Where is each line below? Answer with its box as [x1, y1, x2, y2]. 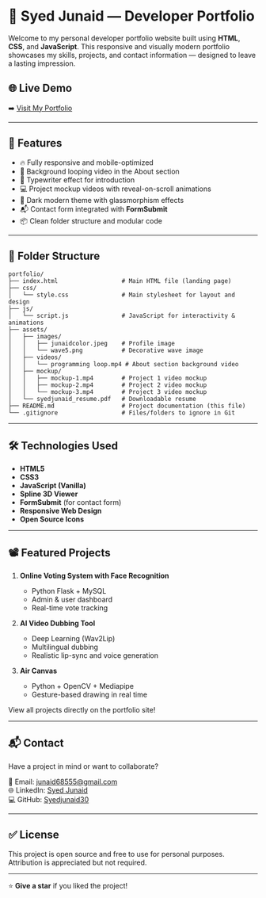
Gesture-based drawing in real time [31, 690, 148, 699]
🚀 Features [8, 136, 63, 150]
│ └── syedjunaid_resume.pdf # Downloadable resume [8, 396, 196, 403]
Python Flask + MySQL [31, 587, 107, 595]
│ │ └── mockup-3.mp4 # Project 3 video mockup [8, 388, 207, 396]
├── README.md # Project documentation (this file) [8, 402, 246, 411]
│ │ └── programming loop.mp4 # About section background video [8, 361, 239, 369]
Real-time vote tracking [31, 603, 108, 613]
